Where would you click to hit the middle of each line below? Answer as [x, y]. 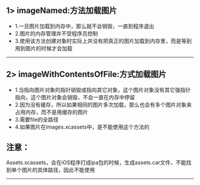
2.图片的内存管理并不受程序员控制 [56, 33]
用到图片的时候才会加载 [43, 48]
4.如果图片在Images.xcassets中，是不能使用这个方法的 [82, 127]
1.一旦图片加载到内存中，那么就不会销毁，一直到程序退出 [85, 26]
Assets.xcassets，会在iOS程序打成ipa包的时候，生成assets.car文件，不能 [96, 162]
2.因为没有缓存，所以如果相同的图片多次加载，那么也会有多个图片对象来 [103, 104]
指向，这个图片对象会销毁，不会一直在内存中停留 [75, 97]
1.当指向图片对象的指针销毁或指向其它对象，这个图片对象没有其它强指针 [103, 90]
